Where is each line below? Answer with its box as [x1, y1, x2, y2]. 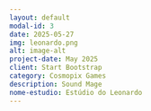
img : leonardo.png [9, 38, 78, 47]
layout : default [9, 13, 70, 22]
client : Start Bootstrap [9, 64, 102, 73]
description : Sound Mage [9, 80, 102, 89]
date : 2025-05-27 [9, 30, 75, 38]
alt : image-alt [9, 47, 67, 55]
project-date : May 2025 [9, 55, 99, 64]
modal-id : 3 [9, 21, 54, 30]
